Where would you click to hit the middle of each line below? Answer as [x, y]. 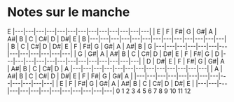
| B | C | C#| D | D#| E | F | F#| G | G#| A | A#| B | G [80, 46]
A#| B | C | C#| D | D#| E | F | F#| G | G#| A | [70, 76]
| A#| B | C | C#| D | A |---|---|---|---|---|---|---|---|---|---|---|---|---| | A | [115, 68]
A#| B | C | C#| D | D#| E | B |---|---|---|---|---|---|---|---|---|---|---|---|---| [117, 38]
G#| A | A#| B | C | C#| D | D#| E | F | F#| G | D [154, 54]
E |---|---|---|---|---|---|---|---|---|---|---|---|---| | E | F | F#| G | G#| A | [112, 31]
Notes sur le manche [69, 12]
